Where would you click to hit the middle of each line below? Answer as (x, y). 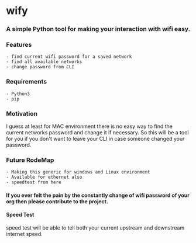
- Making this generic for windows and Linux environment (78, 172)
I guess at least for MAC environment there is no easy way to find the (89, 126)
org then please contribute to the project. (57, 201)
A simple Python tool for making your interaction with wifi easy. (98, 29)
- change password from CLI (40, 67)
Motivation (22, 113)
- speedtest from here (34, 182)
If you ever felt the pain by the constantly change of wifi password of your (98, 195)
